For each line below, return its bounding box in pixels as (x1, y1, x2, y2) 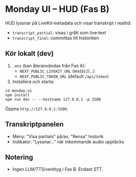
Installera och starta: (12, 78, 55, 84)
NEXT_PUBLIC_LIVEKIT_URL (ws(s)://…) (19, 68, 95, 74)
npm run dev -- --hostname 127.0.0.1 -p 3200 (5, 97, 101, 102)
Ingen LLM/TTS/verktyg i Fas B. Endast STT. (12, 166, 103, 173)
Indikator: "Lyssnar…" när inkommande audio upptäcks (12, 139, 125, 145)
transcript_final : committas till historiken (12, 35, 99, 41)
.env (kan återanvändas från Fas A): (12, 62, 86, 68)
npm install (5, 92, 30, 98)
